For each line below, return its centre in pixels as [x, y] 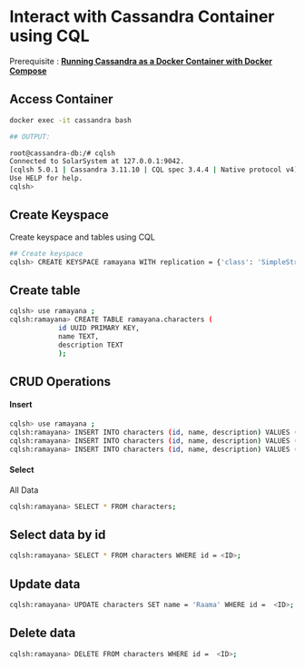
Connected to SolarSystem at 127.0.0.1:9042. [97, 162]
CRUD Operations [60, 382]
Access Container [61, 99]
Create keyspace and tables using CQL [83, 237]
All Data [24, 490]
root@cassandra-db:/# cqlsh [63, 153]
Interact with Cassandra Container [142, 17]
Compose [28, 71]
